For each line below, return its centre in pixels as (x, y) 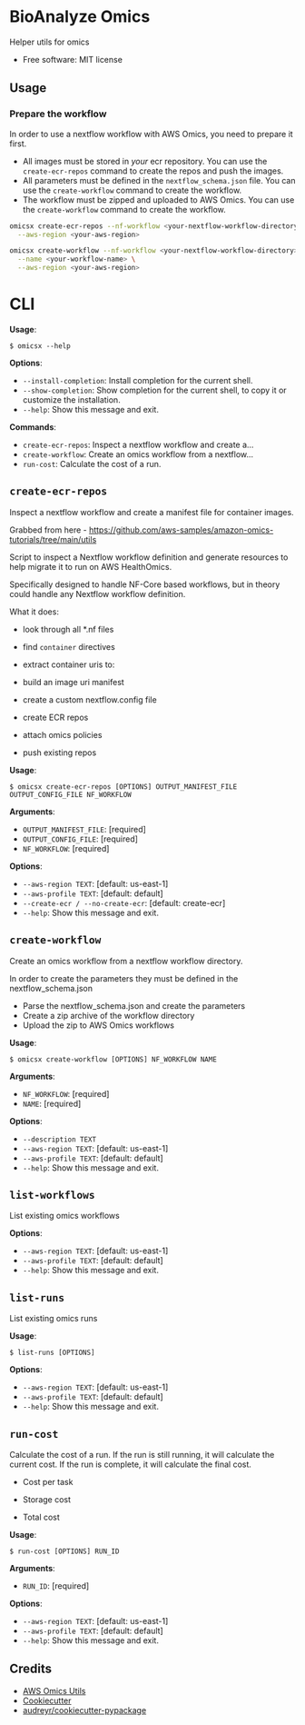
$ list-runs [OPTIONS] (52, 1353)
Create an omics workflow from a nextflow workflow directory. (126, 961)
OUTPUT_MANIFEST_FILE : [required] (84, 829)
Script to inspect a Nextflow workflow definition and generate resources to (149, 557)
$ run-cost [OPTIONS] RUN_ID (64, 1551)
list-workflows (52, 1195)
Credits (31, 1669)
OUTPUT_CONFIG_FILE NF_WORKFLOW (70, 794)
